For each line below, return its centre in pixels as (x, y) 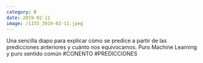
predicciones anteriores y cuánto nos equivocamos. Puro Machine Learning (102, 47)
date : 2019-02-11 (28, 18)
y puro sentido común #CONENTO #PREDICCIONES (72, 54)
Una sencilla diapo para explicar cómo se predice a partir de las (87, 41)
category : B (21, 12)
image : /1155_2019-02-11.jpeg (45, 23)
